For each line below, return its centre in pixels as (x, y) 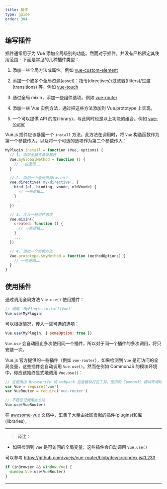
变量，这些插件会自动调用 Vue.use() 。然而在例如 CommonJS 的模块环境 (83, 366)
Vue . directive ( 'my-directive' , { (44, 182)
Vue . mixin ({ (22, 219)
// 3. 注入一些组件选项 (31, 215)
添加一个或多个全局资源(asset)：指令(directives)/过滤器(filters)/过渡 (81, 81)
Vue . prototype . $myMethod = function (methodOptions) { (68, 256)
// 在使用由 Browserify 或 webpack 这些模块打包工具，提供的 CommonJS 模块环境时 (84, 382)
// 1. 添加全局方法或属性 (33, 155)
